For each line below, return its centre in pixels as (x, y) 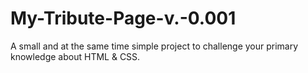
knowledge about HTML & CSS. (75, 56)
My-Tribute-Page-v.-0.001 (123, 18)
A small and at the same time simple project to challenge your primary (154, 46)
